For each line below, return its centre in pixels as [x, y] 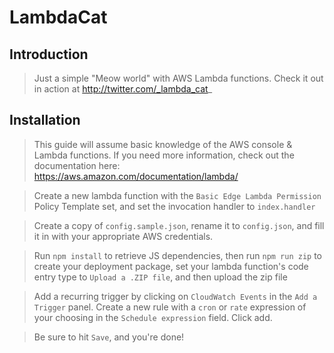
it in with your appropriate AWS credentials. [123, 236]
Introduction [49, 54]
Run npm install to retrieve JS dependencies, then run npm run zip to [178, 255]
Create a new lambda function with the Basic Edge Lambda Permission [177, 195]
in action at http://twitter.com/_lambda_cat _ [123, 89]
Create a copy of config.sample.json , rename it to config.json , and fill [179, 225]
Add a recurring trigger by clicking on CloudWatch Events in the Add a [175, 296]
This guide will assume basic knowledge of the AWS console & [163, 144]
